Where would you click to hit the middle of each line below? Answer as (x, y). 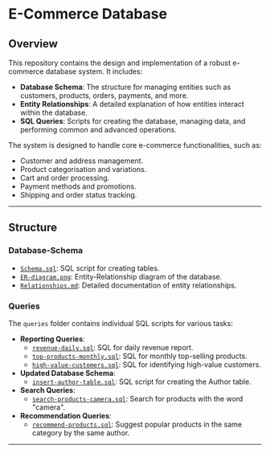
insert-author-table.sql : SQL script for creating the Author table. (141, 382)
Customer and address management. (82, 161)
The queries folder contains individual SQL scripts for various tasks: (121, 323)
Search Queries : (47, 390)
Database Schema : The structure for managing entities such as (125, 87)
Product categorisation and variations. (83, 169)
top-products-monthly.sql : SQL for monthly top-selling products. (139, 356)
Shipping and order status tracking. (78, 195)
